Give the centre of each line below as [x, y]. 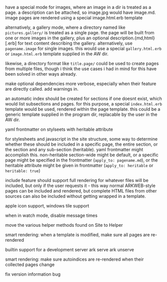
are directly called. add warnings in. [42, 89]
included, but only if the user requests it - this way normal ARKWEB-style [80, 186]
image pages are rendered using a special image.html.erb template [74, 18]
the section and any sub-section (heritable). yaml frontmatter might [74, 149]
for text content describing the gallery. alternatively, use [75, 43]
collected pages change [30, 265]
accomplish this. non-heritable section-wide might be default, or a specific [82, 155]
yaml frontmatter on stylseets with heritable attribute [59, 129]
